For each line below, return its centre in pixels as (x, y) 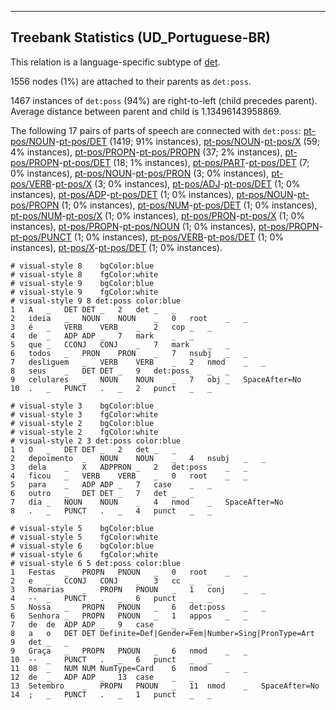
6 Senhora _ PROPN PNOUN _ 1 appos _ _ (129, 616)
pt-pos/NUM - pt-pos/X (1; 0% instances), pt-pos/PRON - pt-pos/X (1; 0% (158, 215)
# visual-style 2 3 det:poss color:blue (96, 441)
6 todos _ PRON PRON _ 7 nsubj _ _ (129, 353)
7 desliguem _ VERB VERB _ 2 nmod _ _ (138, 362)
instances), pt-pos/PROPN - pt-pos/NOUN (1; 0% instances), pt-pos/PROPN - (166, 226)
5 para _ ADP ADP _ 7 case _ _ (111, 484)
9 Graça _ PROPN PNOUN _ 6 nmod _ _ (129, 651)
